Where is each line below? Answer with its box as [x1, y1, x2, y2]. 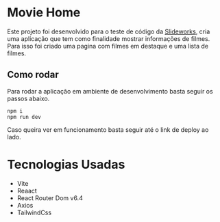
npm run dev [7, 113, 41, 120]
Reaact [16, 186, 38, 195]
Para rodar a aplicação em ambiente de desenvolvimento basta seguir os [7, 87, 214, 95]
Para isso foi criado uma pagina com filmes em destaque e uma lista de [7, 42, 209, 50]
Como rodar [7, 69, 60, 81]
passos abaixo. [7, 94, 50, 102]
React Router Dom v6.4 [16, 193, 84, 202]
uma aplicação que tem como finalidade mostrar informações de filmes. [7, 34, 210, 42]
